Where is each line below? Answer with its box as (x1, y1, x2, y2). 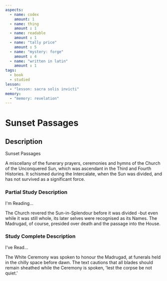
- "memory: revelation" (9, 96, 59, 101)
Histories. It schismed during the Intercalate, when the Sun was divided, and (5, 171, 162, 177)
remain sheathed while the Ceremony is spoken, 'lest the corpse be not (5, 264, 152, 270)
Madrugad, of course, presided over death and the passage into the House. (5, 220, 161, 226)
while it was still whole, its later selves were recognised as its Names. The (5, 215, 157, 221)
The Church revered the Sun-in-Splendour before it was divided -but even (5, 210, 158, 216)
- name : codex (9, 12, 39, 17)
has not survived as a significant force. (5, 176, 85, 182)
